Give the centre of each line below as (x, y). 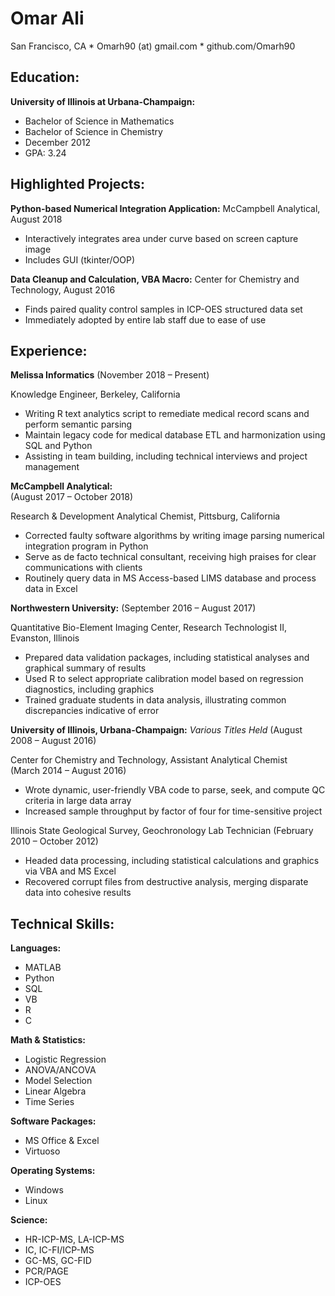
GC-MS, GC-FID (58, 1261)
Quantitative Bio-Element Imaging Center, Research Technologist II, (149, 628)
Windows (44, 1190)
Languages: (36, 948)
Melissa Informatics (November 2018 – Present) (110, 375)
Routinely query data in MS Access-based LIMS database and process (170, 578)
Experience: (49, 350)
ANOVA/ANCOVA (60, 1070)
